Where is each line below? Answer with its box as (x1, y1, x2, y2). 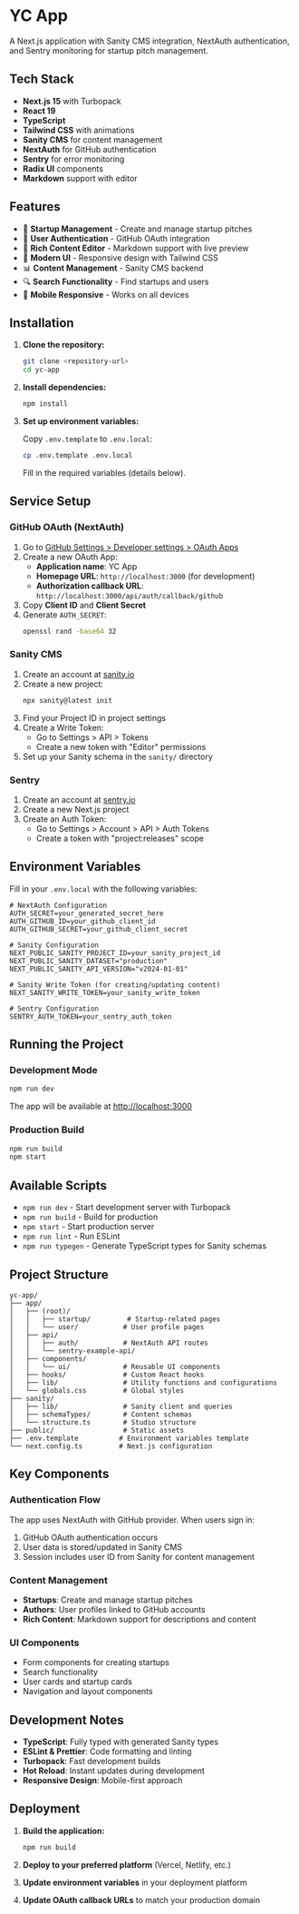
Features (9, 199, 61, 214)
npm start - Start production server (22, 1221, 155, 1232)
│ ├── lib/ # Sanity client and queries (9, 1402, 233, 1411)
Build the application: (22, 1825, 105, 1836)
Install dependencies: (22, 382, 107, 393)
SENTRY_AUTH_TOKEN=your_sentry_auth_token (9, 1011, 172, 1021)
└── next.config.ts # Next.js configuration (9, 1441, 213, 1451)
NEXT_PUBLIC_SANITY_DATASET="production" (9, 956, 169, 965)
